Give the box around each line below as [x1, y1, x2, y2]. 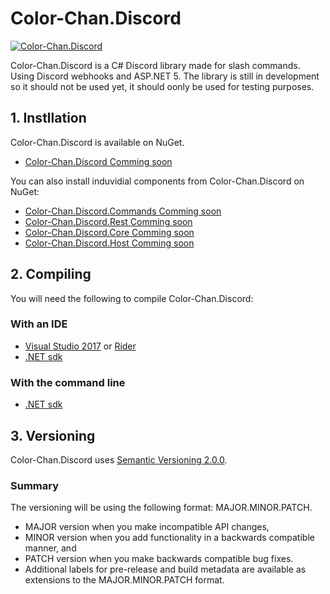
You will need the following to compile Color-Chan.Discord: [10, 292, 254, 304]
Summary [10, 478, 60, 492]
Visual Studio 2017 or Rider [24, 340, 137, 352]
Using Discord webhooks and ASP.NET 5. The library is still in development [10, 70, 320, 82]
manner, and [24, 542, 77, 554]
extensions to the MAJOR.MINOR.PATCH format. [24, 574, 225, 586]
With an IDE [10, 317, 68, 331]
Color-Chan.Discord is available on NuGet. [10, 136, 185, 148]
